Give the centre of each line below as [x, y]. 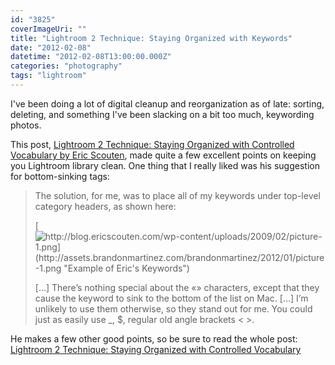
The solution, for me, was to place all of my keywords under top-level [177, 195]
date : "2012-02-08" [51, 47]
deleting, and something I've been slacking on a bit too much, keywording [162, 114]
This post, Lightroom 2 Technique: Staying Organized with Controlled [152, 144]
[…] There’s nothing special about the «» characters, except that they [177, 287]
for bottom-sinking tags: [60, 176]
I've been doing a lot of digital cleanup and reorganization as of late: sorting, [167, 103]
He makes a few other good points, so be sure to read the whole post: [154, 338]
